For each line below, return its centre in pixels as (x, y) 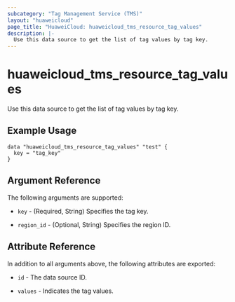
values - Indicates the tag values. (65, 291)
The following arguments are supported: (66, 198)
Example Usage (42, 131)
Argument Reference (54, 180)
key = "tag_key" (37, 153)
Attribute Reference (52, 247)
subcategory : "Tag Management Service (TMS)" (75, 14)
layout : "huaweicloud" (40, 20)
